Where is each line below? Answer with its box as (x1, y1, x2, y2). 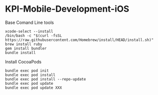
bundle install (5, 50, 36, 55)
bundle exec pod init (5, 68, 49, 73)
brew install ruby (5, 41, 42, 47)
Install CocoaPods (5, 58, 41, 64)
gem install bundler (5, 46, 47, 51)
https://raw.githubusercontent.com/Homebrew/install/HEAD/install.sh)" (5, 38, 154, 42)
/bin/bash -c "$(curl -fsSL (5, 33, 62, 38)
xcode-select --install (5, 29, 54, 34)
